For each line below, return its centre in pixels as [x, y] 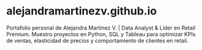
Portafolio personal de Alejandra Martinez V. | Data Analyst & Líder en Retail [101, 28]
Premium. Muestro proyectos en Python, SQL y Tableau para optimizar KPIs [101, 34]
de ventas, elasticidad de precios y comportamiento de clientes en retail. [97, 40]
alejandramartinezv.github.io [82, 11]
